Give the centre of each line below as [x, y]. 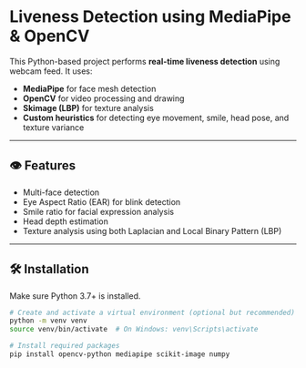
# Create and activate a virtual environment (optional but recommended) [153, 312]
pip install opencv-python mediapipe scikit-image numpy [120, 354]
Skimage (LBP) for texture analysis [88, 107]
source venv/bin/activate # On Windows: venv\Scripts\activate [134, 330]
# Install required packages [65, 346]
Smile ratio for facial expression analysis [98, 211]
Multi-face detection [61, 192]
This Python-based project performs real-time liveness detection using [145, 61]
